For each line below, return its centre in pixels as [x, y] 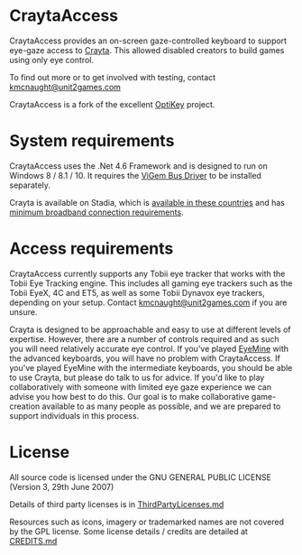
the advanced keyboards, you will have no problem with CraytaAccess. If [145, 358]
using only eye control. [52, 60]
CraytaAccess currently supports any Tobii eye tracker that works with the [147, 273]
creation [25, 406]
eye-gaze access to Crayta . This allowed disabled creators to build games [147, 50]
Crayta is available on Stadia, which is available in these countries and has [147, 202]
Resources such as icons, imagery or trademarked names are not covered [147, 522]
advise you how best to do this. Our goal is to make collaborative [129, 396]
